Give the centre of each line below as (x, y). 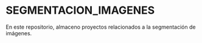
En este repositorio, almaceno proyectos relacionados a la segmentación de (101, 27)
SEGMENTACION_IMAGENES (80, 10)
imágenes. (19, 33)
